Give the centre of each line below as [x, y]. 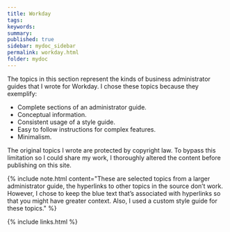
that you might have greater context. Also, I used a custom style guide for [112, 201]
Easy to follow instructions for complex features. [87, 129]
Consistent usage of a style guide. [66, 122]
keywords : [22, 26]
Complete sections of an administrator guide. [82, 107]
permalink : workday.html [43, 53]
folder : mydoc [28, 59]
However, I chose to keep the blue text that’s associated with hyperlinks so [114, 193]
